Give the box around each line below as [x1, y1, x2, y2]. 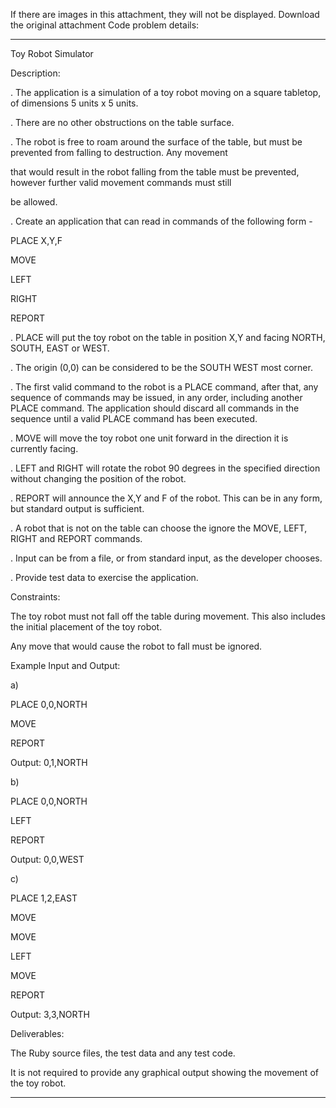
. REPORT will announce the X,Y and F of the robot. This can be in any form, [10, 492, 323, 504]
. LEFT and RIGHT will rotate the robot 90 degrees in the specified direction [10, 462, 321, 474]
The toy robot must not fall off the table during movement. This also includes [10, 610, 326, 622]
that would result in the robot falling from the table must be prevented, [10, 166, 300, 178]
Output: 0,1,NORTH [10, 757, 88, 768]
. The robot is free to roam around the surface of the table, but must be [10, 136, 303, 148]
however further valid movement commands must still [10, 177, 232, 188]
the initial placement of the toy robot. [10, 621, 163, 633]
